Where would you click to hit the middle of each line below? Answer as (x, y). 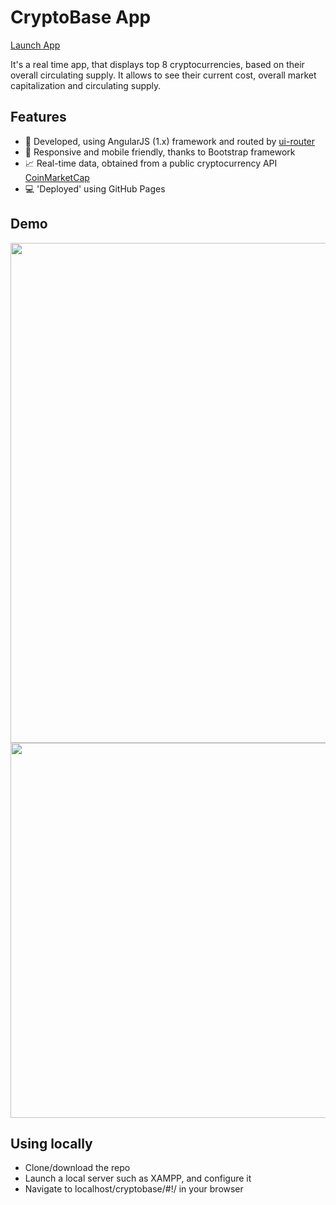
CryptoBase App (81, 17)
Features (38, 117)
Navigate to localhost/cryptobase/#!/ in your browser (134, 1189)
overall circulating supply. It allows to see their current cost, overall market (163, 75)
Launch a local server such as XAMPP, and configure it (138, 1178)
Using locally (51, 1143)
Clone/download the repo (77, 1168)
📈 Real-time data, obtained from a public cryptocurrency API (151, 163)
